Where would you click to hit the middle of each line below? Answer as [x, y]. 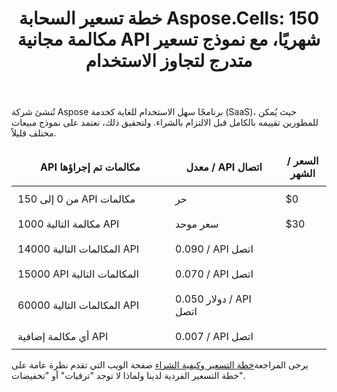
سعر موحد [197, 224]
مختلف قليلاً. [34, 133]
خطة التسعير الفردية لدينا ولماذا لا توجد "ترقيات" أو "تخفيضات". [128, 376]
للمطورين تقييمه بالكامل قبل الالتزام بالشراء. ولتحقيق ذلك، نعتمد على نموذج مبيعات [165, 123]
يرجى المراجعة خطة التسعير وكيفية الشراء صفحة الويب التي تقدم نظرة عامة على [160, 365]
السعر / [302, 161]
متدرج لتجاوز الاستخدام [169, 61]
